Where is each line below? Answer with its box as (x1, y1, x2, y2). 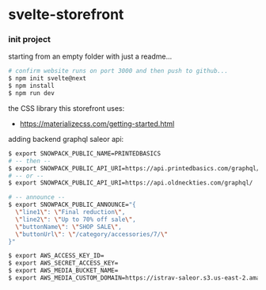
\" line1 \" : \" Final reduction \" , (15, 208, 126, 216)
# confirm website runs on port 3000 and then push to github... (8, 67, 228, 75)
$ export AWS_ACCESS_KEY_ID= (8, 252, 104, 260)
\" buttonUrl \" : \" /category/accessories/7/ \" (15, 230, 169, 238)
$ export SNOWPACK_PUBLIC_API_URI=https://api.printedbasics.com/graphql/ (8, 164, 260, 172)
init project (8, 34, 51, 45)
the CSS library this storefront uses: (8, 103, 125, 113)
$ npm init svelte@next (8, 74, 87, 82)
